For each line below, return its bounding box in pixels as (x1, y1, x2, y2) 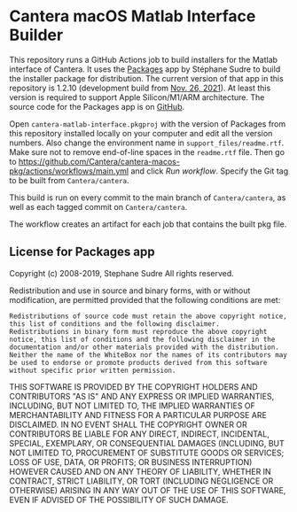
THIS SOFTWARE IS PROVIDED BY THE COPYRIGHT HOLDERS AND (9, 381, 259, 392)
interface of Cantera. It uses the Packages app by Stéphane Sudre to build (9, 64, 281, 74)
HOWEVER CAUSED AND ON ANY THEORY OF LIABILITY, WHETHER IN (9, 466, 272, 477)
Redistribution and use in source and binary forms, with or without (9, 285, 251, 296)
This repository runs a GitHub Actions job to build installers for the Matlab (9, 54, 277, 65)
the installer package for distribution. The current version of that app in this (9, 73, 284, 83)
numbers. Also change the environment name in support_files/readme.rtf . (9, 137, 285, 148)
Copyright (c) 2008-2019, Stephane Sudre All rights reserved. (9, 268, 235, 278)
